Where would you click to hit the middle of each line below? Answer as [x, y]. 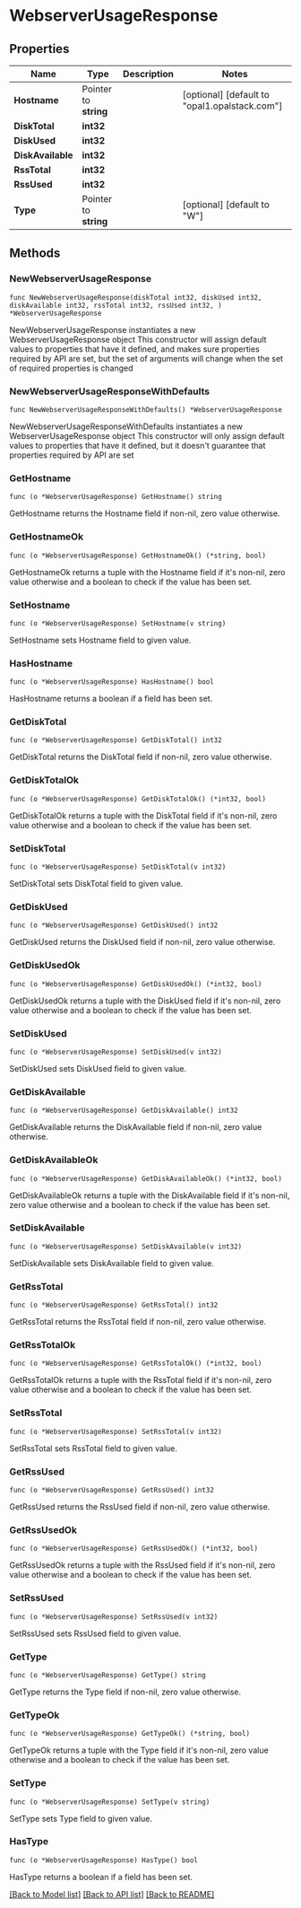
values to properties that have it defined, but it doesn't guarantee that [138, 445]
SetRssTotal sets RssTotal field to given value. [93, 1448]
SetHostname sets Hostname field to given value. [100, 640]
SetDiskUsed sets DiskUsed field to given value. [98, 1068]
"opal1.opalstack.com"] [232, 106]
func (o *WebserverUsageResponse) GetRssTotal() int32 [114, 1305]
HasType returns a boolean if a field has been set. [101, 1877]
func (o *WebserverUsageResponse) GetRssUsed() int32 [112, 1491]
